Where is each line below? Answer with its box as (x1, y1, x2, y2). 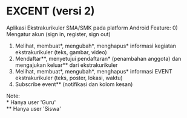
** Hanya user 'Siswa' (6, 105, 62, 112)
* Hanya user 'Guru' (6, 98, 56, 106)
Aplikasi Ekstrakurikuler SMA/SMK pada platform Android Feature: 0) (6, 24, 179, 31)
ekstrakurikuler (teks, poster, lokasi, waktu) (15, 74, 123, 81)
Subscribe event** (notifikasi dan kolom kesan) (15, 80, 133, 88)
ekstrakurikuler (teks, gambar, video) (15, 48, 107, 55)
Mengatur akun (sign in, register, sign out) (6, 30, 111, 37)
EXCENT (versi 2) (6, 4, 95, 18)
